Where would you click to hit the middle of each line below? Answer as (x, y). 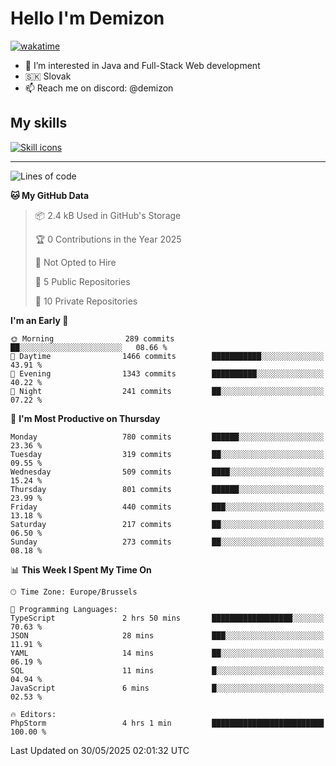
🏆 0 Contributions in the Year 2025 (108, 239)
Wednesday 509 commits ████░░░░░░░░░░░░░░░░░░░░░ (167, 472)
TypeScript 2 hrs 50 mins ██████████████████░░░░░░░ (167, 618)
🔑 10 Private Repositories (86, 301)
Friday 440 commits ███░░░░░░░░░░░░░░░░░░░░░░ (167, 507)
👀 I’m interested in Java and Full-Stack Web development (142, 65)
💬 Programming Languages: (64, 609)
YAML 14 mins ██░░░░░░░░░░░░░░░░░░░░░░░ (167, 653)
